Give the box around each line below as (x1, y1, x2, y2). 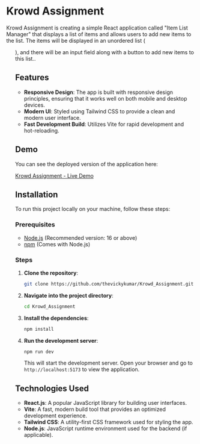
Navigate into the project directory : (23, 292, 114, 299)
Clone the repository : (23, 269, 78, 277)
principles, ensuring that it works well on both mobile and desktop (23, 95, 187, 102)
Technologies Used (14, 383, 89, 393)
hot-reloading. (23, 127, 59, 134)
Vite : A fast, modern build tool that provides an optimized (23, 405, 166, 413)
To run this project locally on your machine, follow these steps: (14, 205, 171, 213)
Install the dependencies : (23, 314, 89, 322)
